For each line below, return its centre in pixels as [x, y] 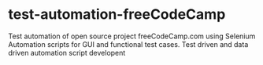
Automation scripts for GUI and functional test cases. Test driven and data [128, 44]
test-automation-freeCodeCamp [117, 14]
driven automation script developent [67, 52]
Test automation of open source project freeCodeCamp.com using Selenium [132, 36]
